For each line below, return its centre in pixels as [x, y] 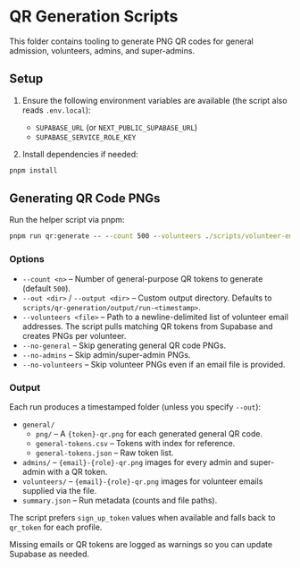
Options [27, 259]
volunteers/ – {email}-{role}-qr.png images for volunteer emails [142, 481]
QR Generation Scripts [94, 17]
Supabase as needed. [50, 554]
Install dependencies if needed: [80, 154]
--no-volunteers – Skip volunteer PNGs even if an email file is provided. [154, 364]
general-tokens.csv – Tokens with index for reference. [135, 443]
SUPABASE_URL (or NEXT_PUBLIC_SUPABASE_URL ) [117, 127]
